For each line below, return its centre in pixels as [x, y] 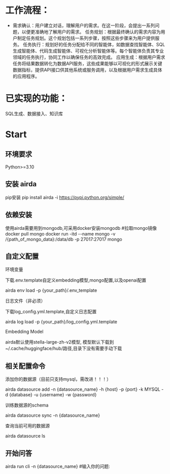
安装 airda [21, 184]
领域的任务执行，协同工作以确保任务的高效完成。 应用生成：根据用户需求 [89, 57]
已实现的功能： [37, 99]
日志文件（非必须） [25, 301]
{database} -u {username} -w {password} [53, 395]
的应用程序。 [26, 76]
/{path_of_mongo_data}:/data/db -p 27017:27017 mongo [64, 239]
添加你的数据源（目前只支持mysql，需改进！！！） [58, 379]
